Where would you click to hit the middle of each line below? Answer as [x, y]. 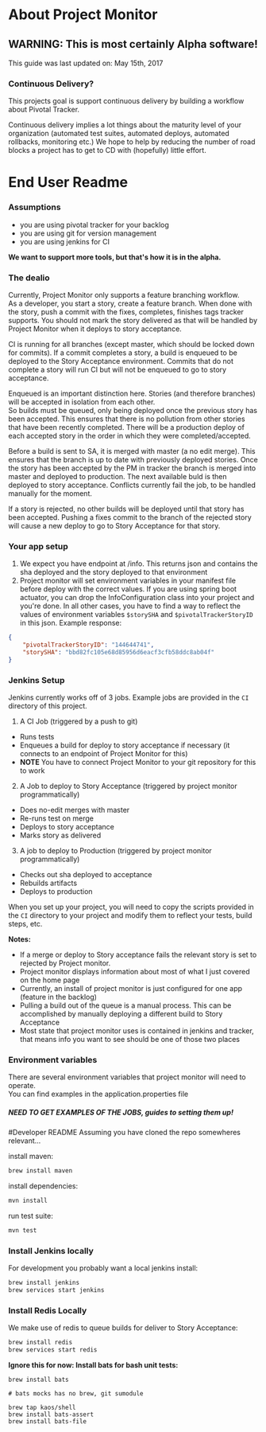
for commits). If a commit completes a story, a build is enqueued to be [123, 353]
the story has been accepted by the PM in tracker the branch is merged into [132, 468]
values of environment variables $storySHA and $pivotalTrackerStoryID [136, 615]
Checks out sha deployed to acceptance [86, 875]
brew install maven [40, 1171]
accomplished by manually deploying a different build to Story [121, 1014]
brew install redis [40, 1343]
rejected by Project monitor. [65, 963]
